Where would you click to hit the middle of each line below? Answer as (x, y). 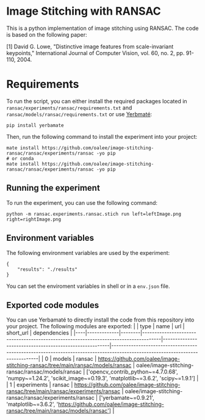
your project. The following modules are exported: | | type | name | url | (95, 326)
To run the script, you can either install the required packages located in (97, 101)
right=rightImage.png (34, 219)
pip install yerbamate (35, 125)
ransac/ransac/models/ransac (44, 372)
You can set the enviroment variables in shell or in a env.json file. (88, 286)
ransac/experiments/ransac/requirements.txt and (69, 108)
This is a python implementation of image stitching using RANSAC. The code (103, 28)
